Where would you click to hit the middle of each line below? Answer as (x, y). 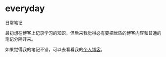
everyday (25, 9)
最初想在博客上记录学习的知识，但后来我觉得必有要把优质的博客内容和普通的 (83, 33)
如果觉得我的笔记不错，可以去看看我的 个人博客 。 (55, 49)
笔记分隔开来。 (20, 39)
